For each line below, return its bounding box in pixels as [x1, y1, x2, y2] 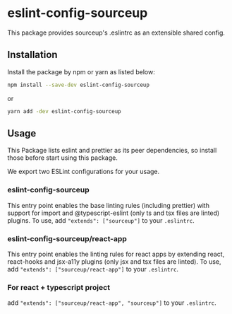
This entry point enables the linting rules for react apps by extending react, [7, 250, 225, 258]
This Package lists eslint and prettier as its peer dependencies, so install [7, 146, 217, 155]
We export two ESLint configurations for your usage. [7, 168, 160, 176]
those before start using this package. [7, 153, 118, 162]
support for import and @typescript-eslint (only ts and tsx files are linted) [7, 209, 220, 217]
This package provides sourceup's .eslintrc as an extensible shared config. [7, 28, 226, 37]
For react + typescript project [7, 282, 111, 292]
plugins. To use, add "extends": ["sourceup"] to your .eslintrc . [7, 216, 195, 224]
